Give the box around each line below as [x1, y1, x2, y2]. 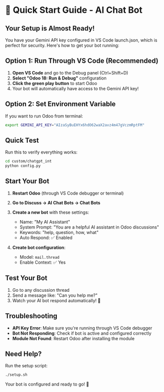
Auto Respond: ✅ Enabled [19, 235, 73, 240]
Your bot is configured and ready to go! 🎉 [5, 381, 89, 387]
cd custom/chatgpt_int [5, 159, 52, 164]
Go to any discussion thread [12, 287, 70, 293]
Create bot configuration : [12, 244, 66, 250]
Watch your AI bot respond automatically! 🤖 [12, 297, 101, 303]
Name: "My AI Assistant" [19, 219, 70, 225]
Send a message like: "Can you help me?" [12, 292, 98, 298]
